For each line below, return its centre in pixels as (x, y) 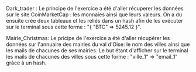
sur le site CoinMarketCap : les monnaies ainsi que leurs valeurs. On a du (94, 15)
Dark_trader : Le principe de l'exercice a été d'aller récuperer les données (95, 8)
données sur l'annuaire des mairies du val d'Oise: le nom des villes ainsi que (98, 44)
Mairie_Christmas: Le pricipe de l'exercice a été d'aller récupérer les (88, 38)
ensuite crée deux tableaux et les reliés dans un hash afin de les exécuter (94, 21)
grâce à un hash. (26, 63)
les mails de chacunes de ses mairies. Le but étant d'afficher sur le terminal (97, 51)
